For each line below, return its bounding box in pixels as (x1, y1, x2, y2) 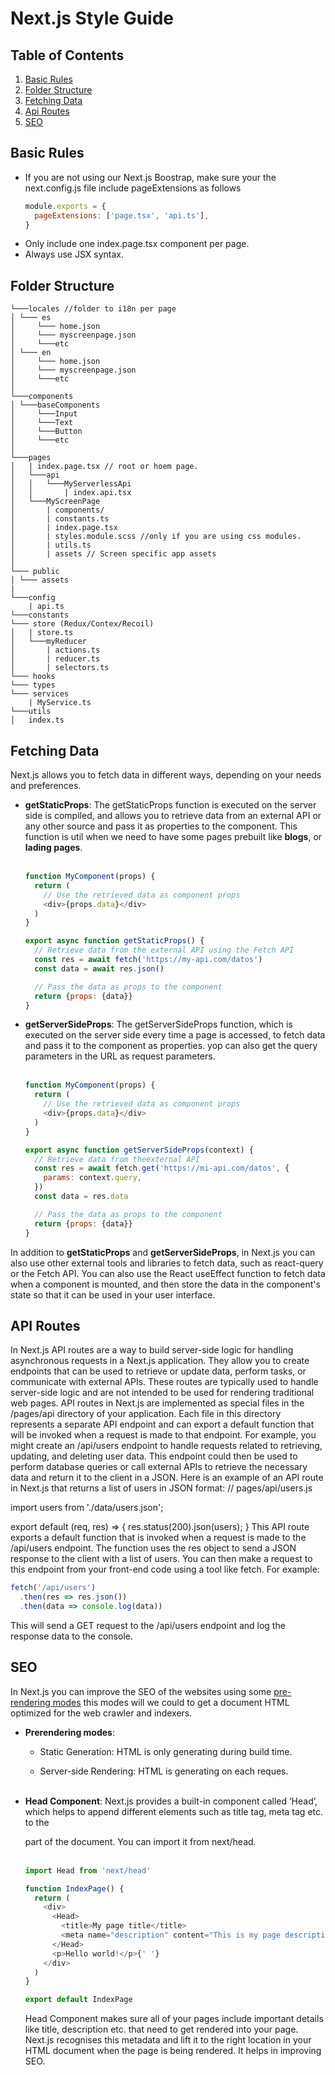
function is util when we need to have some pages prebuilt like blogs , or (24, 831, 323, 843)
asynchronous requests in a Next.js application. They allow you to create (10, 1355, 310, 1367)
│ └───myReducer (10, 637, 87, 647)
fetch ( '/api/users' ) (10, 1583, 97, 1593)
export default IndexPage (24, 1995, 133, 2005)
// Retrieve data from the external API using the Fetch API (34, 945, 295, 956)
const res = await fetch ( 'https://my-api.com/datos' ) (34, 955, 263, 965)
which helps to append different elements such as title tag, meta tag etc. (24, 1805, 324, 1817)
